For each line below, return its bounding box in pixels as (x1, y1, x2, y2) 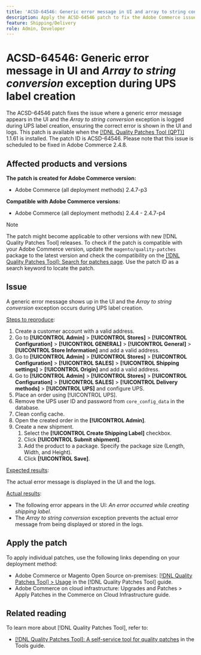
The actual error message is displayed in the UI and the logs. (6, 478, 156, 485)
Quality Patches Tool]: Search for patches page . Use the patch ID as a (6, 259, 179, 265)
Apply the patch (6, 538, 68, 548)
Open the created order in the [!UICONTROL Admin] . (14, 416, 146, 423)
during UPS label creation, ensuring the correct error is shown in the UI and (6, 122, 192, 130)
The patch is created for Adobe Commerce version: (6, 175, 136, 182)
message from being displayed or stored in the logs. (14, 520, 144, 528)
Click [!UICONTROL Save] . (23, 455, 90, 462)
